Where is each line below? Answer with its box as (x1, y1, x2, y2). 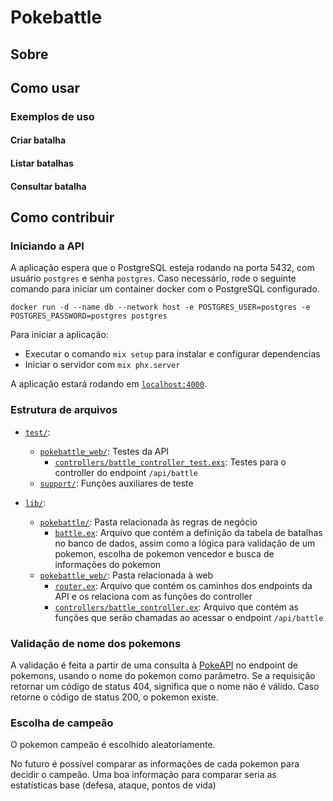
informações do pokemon (54, 558, 162, 570)
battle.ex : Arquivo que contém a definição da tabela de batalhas (54, 526, 323, 538)
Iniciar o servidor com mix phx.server (24, 359, 181, 371)
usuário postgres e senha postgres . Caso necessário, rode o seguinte (10, 272, 297, 285)
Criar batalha (10, 134, 67, 146)
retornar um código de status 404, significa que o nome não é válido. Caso (10, 680, 320, 692)
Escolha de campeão (10, 716, 114, 730)
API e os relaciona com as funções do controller (54, 590, 253, 602)
